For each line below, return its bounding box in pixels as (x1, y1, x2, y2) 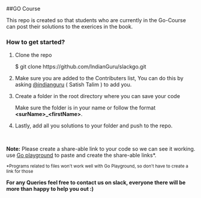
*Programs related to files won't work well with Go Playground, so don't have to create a (6, 163, 189, 169)
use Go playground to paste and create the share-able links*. (6, 152, 157, 159)
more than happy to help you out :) (6, 185, 94, 193)
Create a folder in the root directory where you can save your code (14, 93, 181, 100)
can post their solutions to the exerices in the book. (6, 23, 133, 30)
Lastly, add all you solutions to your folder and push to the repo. (14, 122, 173, 129)
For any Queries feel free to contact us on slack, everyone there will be (6, 179, 186, 186)
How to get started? (6, 38, 65, 46)
